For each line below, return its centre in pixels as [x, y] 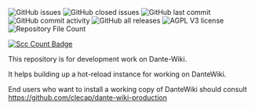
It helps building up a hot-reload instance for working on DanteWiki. [117, 74]
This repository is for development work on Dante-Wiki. [98, 59]
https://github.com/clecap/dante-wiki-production [87, 98]
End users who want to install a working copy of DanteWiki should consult [127, 89]
